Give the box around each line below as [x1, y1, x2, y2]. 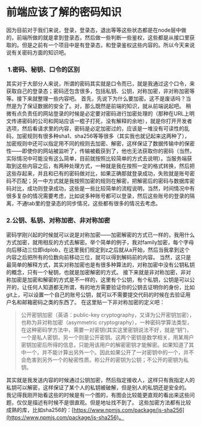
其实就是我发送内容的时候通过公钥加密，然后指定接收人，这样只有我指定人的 [6, 376, 195, 383]
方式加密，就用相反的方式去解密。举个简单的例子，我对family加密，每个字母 [6, 238, 194, 246]
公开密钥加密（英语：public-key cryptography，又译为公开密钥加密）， [20, 311, 195, 318]
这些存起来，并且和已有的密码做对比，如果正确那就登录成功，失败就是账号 [6, 170, 190, 177]
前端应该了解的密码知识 [6, 5, 122, 19]
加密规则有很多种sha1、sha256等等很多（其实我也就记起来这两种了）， [16, 132, 190, 140]
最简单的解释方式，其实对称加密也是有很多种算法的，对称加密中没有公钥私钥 [6, 261, 195, 268]
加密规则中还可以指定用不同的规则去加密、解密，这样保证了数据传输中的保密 [6, 140, 195, 147]
